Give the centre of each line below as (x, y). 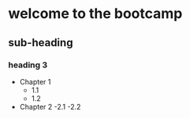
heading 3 (28, 65)
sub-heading (41, 43)
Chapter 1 (35, 81)
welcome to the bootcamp (95, 14)
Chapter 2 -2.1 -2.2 (50, 106)
